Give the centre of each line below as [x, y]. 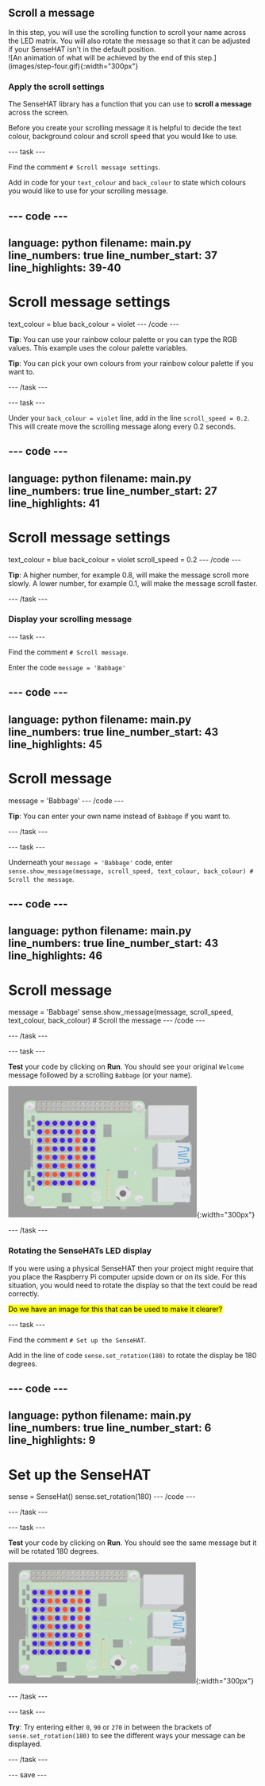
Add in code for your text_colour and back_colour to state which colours [127, 183]
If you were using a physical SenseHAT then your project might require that [131, 1268]
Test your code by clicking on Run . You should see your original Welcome [126, 1067]
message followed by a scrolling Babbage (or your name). [100, 1075]
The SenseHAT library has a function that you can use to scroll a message [130, 104]
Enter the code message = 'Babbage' [67, 667]
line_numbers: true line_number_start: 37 [113, 255]
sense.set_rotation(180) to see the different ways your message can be [127, 1736]
